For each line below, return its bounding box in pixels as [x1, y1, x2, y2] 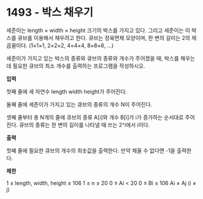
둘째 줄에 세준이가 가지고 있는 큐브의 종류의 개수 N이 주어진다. [6, 100, 153, 108]
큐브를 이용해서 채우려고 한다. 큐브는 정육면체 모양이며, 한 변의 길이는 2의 [17, 34, 190, 41]
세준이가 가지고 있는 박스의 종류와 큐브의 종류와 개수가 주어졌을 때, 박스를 [6, 54, 179, 62]
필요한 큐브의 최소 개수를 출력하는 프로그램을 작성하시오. [12, 62, 145, 70]
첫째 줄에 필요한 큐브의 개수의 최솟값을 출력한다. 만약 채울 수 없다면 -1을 [6, 146, 176, 154]
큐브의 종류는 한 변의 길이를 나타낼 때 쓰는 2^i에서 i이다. [19, 121, 150, 128]
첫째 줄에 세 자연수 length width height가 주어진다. [6, 88, 127, 95]
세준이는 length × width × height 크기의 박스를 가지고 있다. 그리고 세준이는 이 [6, 27, 191, 34]
